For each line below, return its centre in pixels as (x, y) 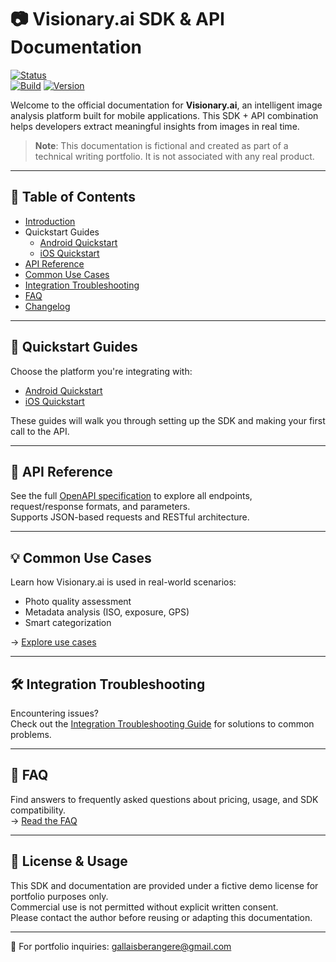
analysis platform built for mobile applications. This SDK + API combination (164, 115)
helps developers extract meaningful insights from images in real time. (155, 126)
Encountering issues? (54, 713)
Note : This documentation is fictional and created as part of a (161, 145)
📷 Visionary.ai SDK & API (117, 19)
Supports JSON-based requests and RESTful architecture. (130, 517)
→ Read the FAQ (44, 820)
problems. (31, 734)
